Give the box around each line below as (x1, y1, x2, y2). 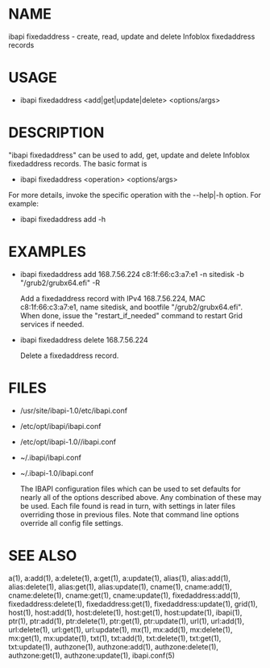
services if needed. (19, 319, 85, 329)
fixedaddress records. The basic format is (8, 158, 147, 168)
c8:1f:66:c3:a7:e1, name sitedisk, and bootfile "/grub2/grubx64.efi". (19, 302, 243, 312)
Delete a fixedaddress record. (19, 351, 119, 360)
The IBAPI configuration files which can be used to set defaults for (19, 484, 241, 494)
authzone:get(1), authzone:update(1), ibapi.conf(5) (8, 650, 176, 660)
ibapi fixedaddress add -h (19, 214, 106, 224)
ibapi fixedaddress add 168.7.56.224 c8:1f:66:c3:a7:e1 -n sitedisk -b (19, 269, 244, 279)
